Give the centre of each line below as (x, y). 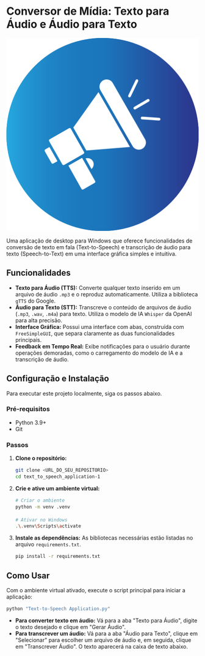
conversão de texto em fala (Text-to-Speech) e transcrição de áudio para (99, 247)
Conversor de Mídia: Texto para (88, 11)
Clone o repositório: (41, 458)
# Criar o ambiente (40, 500)
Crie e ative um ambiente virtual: (57, 488)
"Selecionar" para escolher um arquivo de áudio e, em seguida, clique (103, 640)
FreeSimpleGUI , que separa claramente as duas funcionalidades (95, 333)
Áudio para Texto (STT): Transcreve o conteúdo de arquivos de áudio (103, 307)
